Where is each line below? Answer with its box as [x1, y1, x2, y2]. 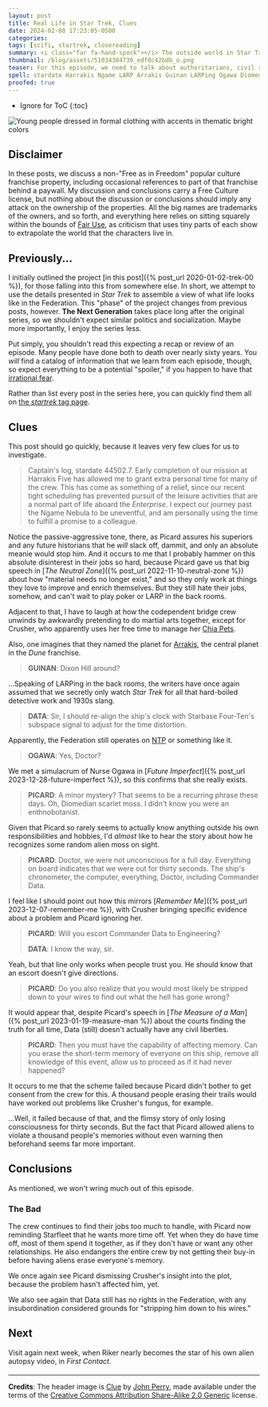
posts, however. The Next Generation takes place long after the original [8, 307, 245, 317]
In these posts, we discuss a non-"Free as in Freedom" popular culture [8, 169, 241, 178]
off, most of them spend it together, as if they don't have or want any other [8, 1238, 254, 1248]
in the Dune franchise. [8, 648, 81, 657]
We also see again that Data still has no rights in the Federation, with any [8, 1295, 247, 1305]
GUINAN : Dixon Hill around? [27, 663, 120, 672]
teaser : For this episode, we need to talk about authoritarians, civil [8, 64, 255, 72]
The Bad [8, 1203, 41, 1214]
